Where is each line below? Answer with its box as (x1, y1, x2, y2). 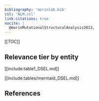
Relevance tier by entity (4, 53, 79, 61)
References (4, 89, 41, 98)
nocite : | (4, 20, 25, 26)
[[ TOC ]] (4, 39, 20, 44)
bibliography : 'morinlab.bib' (4, 7, 67, 12)
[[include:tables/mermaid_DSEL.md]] (4, 75, 79, 81)
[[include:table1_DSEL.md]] (4, 65, 59, 71)
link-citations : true (4, 16, 49, 21)
